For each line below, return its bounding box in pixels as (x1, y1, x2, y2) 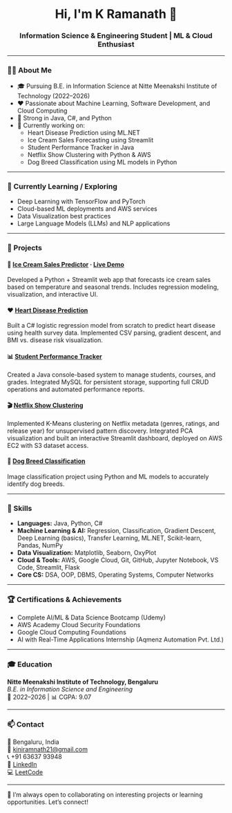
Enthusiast (97, 39, 135, 49)
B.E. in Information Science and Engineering (7, 684, 133, 693)
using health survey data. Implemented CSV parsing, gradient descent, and (7, 328, 221, 337)
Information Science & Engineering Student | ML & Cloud (19, 31, 213, 41)
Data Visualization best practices (17, 212, 111, 221)
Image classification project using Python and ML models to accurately (7, 473, 209, 481)
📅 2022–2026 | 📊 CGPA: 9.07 (7, 693, 92, 701)
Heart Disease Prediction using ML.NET (27, 128, 140, 137)
